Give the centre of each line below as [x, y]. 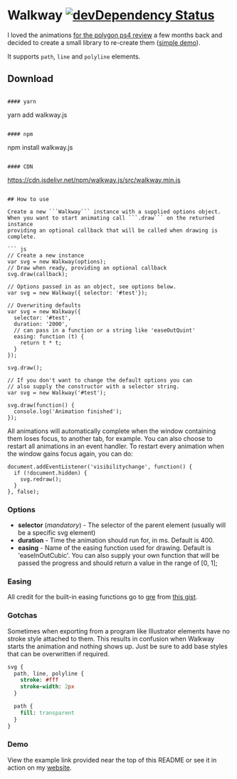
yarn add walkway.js [37, 115]
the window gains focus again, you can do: [70, 454]
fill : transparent [47, 713]
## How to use [28, 199]
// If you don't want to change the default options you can [100, 380]
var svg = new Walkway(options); [57, 261]
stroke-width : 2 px [47, 687]
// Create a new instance [46, 255]
